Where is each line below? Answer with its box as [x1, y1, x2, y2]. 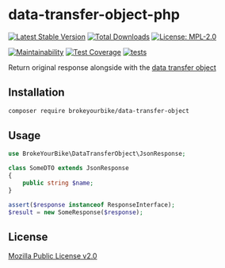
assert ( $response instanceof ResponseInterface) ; [8, 200, 176, 208]
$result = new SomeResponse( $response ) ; [8, 208, 144, 216]
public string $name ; [22, 179, 93, 188]
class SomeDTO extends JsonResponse [8, 165, 129, 173]
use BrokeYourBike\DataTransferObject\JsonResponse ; [8, 150, 186, 158]
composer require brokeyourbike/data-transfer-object [8, 107, 190, 115]
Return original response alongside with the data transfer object [8, 62, 216, 72]
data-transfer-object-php [8, 6, 181, 24]
